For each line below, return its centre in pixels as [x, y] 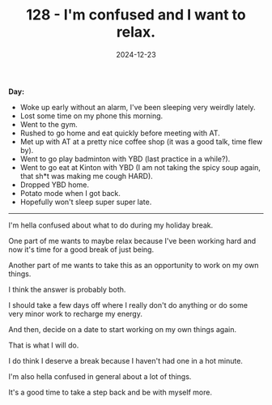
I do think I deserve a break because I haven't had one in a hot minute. [125, 360]
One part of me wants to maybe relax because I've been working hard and [132, 241]
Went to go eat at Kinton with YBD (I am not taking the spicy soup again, [140, 167]
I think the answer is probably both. [67, 289]
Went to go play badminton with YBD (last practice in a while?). [125, 159]
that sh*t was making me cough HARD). [87, 176]
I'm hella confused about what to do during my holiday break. [111, 225]
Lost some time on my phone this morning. [91, 116]
